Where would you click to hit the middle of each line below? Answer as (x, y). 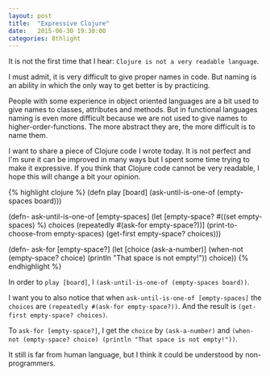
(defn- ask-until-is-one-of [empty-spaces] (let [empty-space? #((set (122, 217)
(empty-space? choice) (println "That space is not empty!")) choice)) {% (129, 258)
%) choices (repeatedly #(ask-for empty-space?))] (121, 225)
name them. (28, 136)
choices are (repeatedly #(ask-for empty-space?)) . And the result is (122, 307)
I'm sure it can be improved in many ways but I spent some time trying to (129, 160)
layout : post (30, 16)
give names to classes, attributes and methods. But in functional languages (133, 110)
